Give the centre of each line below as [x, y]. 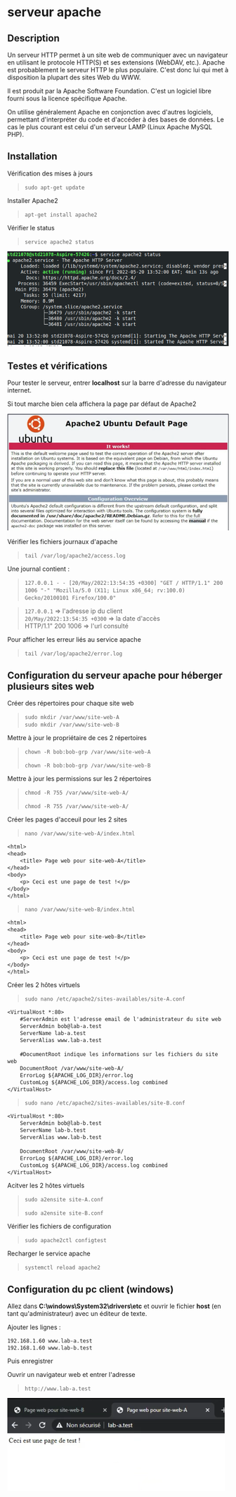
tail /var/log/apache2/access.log [75, 556]
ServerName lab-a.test [53, 1034]
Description [33, 38]
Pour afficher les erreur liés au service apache [74, 640]
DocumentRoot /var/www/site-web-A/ [72, 1069]
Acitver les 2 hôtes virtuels [46, 1186]
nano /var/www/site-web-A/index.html [80, 834]
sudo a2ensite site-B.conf [64, 1213]
